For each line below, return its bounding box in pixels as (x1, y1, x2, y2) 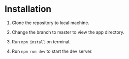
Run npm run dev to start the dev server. (11, 48, 93, 54)
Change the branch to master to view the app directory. (11, 29, 125, 35)
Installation (4, 3, 52, 15)
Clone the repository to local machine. (11, 20, 90, 26)
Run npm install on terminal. (11, 38, 71, 45)
